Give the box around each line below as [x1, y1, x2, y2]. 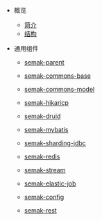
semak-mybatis [24, 126, 69, 133]
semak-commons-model [24, 85, 95, 93]
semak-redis [24, 152, 60, 161]
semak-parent [24, 58, 65, 66]
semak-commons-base [24, 72, 92, 80]
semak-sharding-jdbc [24, 139, 87, 147]
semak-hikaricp [24, 99, 69, 106]
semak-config [24, 193, 65, 201]
